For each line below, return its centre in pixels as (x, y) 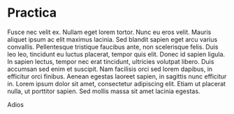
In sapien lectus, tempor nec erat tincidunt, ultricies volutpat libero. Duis (111, 61)
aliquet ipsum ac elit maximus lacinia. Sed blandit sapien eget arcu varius (112, 39)
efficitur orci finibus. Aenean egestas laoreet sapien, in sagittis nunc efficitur (117, 76)
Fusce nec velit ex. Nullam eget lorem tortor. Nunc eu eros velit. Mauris (109, 32)
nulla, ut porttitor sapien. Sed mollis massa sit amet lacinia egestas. (104, 91)
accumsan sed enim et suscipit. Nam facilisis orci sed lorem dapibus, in (110, 69)
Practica (32, 13)
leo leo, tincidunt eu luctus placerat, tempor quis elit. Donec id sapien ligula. (116, 54)
